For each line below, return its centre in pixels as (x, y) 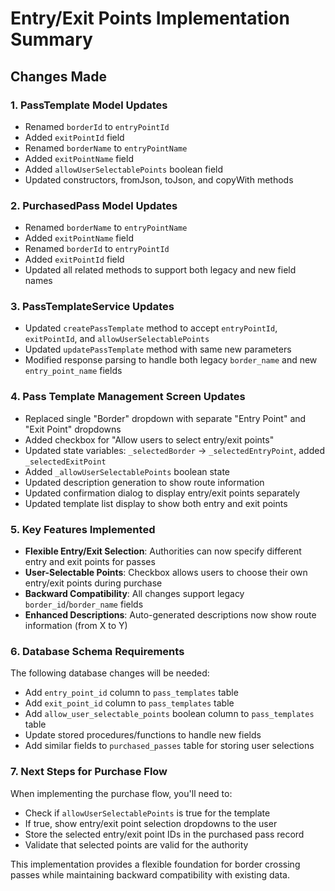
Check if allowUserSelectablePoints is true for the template (147, 813)
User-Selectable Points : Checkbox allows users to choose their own (166, 573)
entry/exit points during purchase (93, 583)
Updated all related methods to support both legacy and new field (160, 270)
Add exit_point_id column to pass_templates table (129, 703)
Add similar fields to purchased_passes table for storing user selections (169, 746)
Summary (51, 39)
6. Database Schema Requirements (97, 651)
